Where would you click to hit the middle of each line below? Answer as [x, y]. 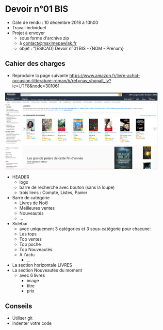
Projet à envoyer [28, 33]
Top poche [30, 244]
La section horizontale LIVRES [42, 265]
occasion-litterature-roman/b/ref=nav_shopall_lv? [62, 80]
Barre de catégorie [31, 198]
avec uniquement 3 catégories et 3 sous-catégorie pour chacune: [85, 229]
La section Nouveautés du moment [47, 270]
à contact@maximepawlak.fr [48, 43]
